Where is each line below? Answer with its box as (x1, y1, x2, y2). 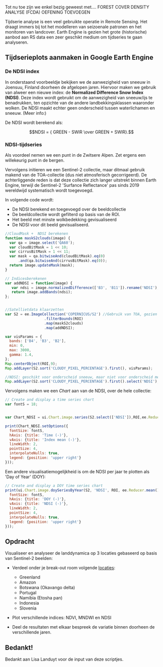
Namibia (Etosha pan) (19, 595, 63, 601)
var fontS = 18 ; (5, 402, 38, 407)
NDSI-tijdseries (5, 141, 42, 148)
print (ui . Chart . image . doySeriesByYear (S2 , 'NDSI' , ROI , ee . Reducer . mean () (5, 487, 160, 493)
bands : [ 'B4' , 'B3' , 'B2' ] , (9, 339, 66, 343)
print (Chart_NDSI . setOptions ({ (5, 423, 68, 429)
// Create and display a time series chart (5, 397, 95, 402)
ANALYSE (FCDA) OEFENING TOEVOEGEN (5, 9, 91, 15)
